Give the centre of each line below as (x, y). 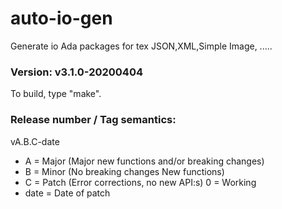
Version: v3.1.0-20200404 (77, 72)
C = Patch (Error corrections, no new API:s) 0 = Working (140, 182)
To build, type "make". (56, 94)
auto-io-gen (61, 18)
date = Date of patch (67, 193)
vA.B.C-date (35, 141)
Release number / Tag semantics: (93, 120)
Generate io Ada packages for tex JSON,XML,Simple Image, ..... (141, 46)
